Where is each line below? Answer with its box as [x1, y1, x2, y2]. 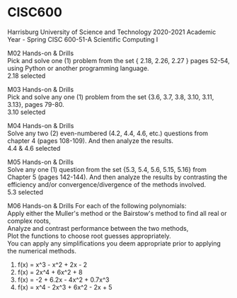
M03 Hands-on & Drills [7, 85, 74, 93]
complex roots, [7, 217, 51, 225]
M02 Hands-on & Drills [7, 49, 74, 57]
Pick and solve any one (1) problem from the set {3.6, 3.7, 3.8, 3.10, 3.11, [7, 93, 214, 101]
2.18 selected [7, 71, 46, 80]
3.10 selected [7, 108, 46, 116]
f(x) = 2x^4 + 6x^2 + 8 [17, 268, 83, 276]
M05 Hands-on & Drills [7, 157, 74, 166]
